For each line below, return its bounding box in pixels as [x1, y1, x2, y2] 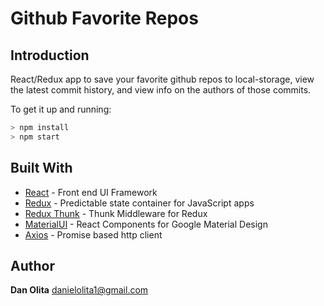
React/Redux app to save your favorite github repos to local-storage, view [10, 73, 315, 85]
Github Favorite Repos [10, 7, 199, 30]
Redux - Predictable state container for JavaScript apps [24, 197, 255, 209]
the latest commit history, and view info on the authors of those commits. [10, 84, 312, 96]
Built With [10, 160, 73, 177]
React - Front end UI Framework [24, 186, 158, 198]
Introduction [10, 47, 90, 64]
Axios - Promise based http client [24, 228, 163, 241]
